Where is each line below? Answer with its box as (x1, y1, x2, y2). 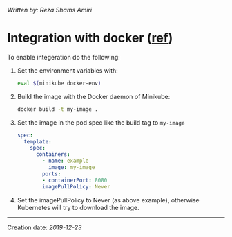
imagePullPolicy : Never (42, 183, 110, 190)
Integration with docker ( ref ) (7, 30, 173, 46)
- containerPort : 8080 (42, 177, 108, 184)
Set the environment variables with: (17, 66, 119, 75)
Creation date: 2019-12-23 (7, 223, 82, 231)
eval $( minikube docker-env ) (17, 80, 101, 87)
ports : (42, 170, 61, 177)
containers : (35, 151, 70, 158)
